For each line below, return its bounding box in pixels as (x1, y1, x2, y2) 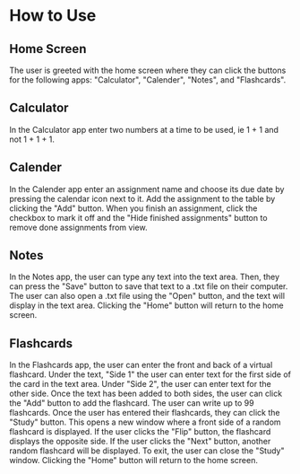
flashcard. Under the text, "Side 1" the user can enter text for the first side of (9, 369, 292, 380)
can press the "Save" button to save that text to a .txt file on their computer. (9, 281, 288, 292)
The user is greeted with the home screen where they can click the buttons (9, 65, 287, 75)
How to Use (9, 5, 97, 26)
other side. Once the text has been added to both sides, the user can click (9, 388, 283, 399)
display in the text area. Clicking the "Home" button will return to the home (9, 300, 284, 311)
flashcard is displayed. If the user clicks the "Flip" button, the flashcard (9, 426, 271, 437)
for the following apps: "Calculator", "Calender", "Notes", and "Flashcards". (9, 75, 287, 85)
